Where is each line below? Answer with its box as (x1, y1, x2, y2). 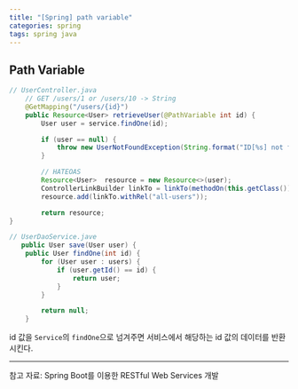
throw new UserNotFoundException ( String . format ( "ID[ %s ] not (56, 143, 284, 152)
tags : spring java (9, 29, 77, 38)
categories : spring (9, 21, 82, 30)
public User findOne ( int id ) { (25, 250, 141, 258)
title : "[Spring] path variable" (9, 12, 133, 22)
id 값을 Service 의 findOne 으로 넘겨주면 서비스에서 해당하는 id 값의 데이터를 (9, 332, 270, 343)
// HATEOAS (41, 168, 82, 177)
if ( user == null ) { (41, 135, 117, 144)
